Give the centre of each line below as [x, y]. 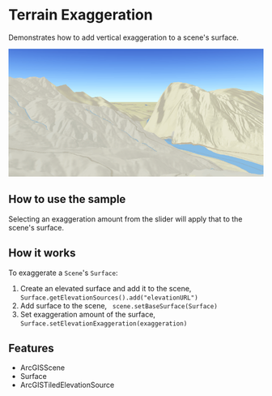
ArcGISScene [42, 368]
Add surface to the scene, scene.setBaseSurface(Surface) [119, 305]
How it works [42, 253]
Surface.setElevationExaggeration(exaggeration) [104, 323]
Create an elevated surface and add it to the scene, [106, 288]
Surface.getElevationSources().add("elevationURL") [109, 298]
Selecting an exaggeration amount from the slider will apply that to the [125, 219]
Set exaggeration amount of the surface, [88, 314]
